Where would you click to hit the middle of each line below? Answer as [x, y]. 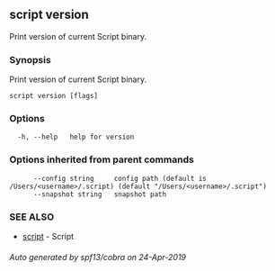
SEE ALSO [32, 217]
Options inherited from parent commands [102, 159]
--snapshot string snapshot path [100, 194]
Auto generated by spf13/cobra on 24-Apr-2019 [98, 257]
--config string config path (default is [120, 178]
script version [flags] [54, 96]
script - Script [48, 236]
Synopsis [30, 59]
